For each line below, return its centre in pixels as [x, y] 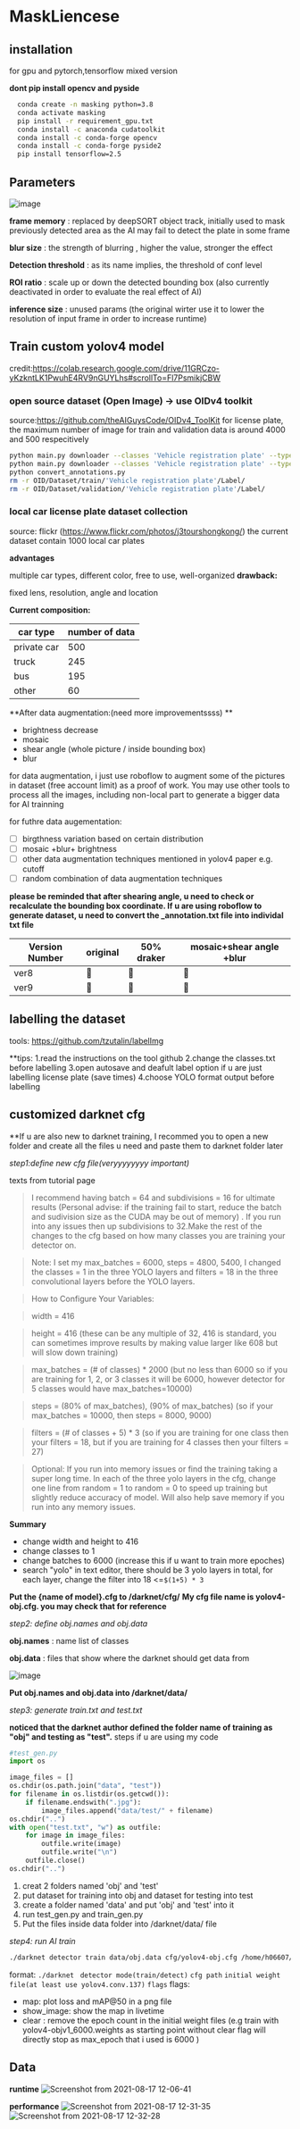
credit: [21, 368]
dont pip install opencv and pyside [75, 88]
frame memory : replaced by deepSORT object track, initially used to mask [147, 221]
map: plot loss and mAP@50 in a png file [97, 2001]
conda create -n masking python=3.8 [85, 104]
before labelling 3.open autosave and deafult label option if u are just [136, 1067]
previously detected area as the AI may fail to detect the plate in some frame [150, 230]
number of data [101, 631]
